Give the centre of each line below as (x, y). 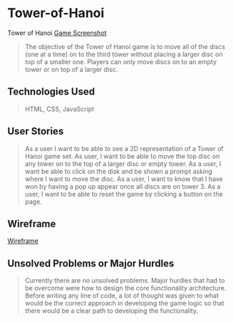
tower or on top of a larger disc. (71, 69)
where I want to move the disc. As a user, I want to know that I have (124, 179)
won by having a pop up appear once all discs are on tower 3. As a (123, 186)
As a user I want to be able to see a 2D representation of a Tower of (124, 148)
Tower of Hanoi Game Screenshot (57, 33)
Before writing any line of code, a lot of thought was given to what (122, 296)
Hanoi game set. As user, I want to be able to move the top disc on (122, 156)
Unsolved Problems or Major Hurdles (91, 263)
